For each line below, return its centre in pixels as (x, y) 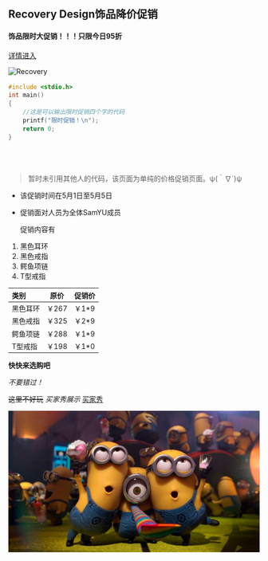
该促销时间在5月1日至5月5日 (66, 196)
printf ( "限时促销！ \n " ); (61, 121)
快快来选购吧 (29, 366)
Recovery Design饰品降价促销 (83, 14)
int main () (26, 95)
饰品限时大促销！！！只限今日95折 (65, 36)
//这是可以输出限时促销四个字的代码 (74, 112)
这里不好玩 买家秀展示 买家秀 (56, 399)
